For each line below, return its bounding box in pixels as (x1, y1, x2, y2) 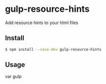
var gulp (5, 74, 22, 80)
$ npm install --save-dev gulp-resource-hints (5, 47, 102, 52)
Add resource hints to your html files (5, 20, 79, 26)
